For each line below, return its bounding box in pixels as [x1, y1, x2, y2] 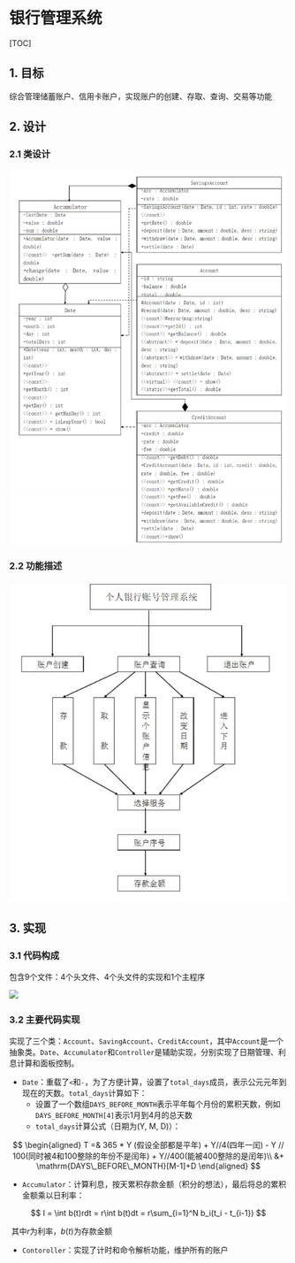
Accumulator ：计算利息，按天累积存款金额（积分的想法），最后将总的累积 [21, 1178, 287, 1190]
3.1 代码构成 [9, 950, 60, 962]
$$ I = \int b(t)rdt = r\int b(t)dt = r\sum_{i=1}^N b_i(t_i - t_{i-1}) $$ [30, 1207, 267, 1218]
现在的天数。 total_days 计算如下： [21, 1087, 147, 1098]
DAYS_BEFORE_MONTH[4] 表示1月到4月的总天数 [34, 1109, 193, 1120]
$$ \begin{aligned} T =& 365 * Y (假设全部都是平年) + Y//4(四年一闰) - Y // [12, 1139, 284, 1150]
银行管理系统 [9, 8, 103, 28]
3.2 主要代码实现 [9, 1014, 81, 1026]
